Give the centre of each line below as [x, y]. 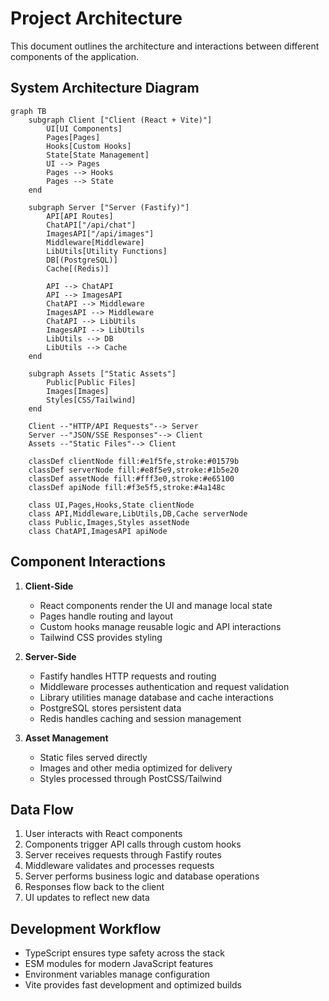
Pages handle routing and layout [106, 616]
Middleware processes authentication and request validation [164, 686]
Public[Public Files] [91, 382]
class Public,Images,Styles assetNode [109, 522]
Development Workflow [86, 928]
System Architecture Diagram [105, 88]
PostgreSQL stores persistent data [110, 708]
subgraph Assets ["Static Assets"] [102, 373]
